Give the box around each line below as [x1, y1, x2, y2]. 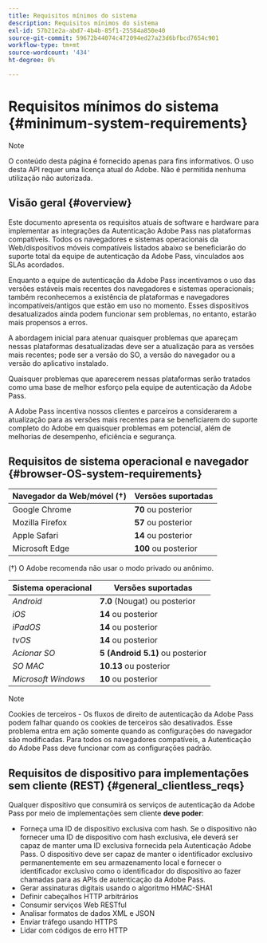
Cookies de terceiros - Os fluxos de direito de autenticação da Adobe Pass [8, 709, 253, 719]
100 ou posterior [134, 543, 198, 554]
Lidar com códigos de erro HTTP [19, 925, 128, 935]
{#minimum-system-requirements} [8, 115, 249, 132]
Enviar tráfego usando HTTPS [19, 917, 118, 927]
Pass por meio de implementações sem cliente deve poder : [8, 808, 204, 818]
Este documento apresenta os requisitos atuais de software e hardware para [8, 217, 259, 227]
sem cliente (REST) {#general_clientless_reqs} [8, 779, 245, 792]
